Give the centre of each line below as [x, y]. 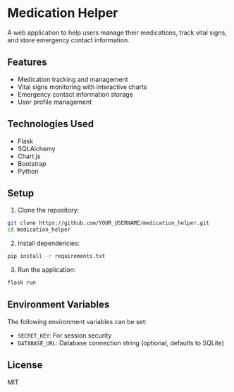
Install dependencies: [49, 243]
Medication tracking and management [73, 79]
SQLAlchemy [36, 148]
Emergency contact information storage [75, 94]
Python [28, 171]
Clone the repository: [48, 210]
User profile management [55, 102]
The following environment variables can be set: [77, 321]
